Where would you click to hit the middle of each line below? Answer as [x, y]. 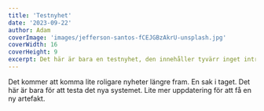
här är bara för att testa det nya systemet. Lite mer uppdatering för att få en [130, 90]
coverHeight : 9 [33, 52]
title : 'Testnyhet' [40, 15]
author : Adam [29, 30]
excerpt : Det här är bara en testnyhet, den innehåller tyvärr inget [125, 60]
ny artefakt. [27, 98]
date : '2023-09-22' [40, 23]
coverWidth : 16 [33, 45]
